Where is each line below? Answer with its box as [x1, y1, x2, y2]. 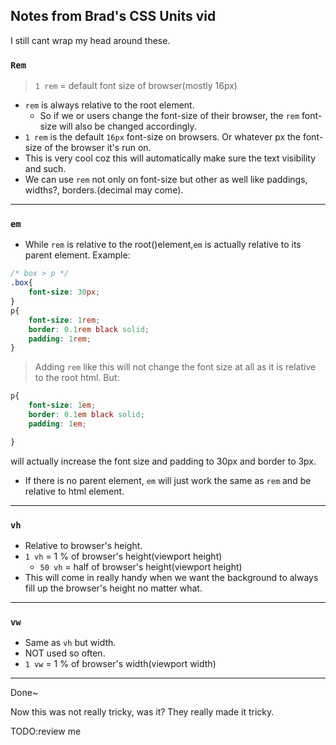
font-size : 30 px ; [28, 287, 101, 298]
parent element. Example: [24, 249, 131, 261]
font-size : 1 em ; [28, 400, 97, 411]
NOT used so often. [24, 647, 106, 659]
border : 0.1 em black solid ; [28, 410, 145, 420]
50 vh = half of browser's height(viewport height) [39, 560, 243, 573]
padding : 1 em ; [28, 419, 87, 429]
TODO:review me [10, 725, 82, 738]
